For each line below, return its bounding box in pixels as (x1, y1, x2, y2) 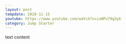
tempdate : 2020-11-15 (5, 12, 50, 17)
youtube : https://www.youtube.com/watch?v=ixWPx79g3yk (5, 16, 122, 21)
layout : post (5, 7, 32, 12)
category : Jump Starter (5, 21, 55, 26)
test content (5, 34, 30, 40)
